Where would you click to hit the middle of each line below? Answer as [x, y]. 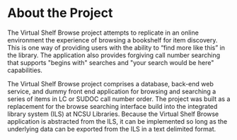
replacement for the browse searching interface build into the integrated [112, 106]
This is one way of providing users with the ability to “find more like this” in [116, 47]
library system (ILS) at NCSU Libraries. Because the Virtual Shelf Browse [113, 114]
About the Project [60, 13]
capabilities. [25, 70]
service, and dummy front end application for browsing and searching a [112, 91]
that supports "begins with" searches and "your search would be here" [111, 62]
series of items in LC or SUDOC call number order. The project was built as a [119, 99]
